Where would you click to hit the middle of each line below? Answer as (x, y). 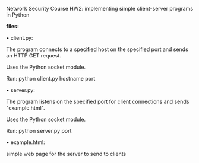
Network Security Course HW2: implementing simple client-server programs (100, 9)
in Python (18, 15)
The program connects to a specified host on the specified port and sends (97, 49)
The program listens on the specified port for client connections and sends (98, 101)
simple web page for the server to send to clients (66, 154)
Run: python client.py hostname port (51, 79)
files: (13, 26)
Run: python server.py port (39, 131)
